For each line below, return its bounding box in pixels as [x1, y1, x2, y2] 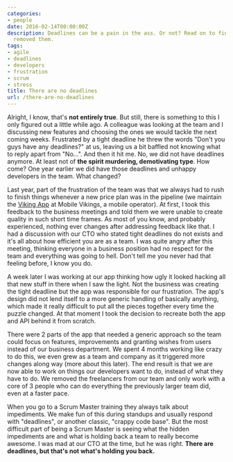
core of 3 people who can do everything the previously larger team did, [7, 382, 211, 390]
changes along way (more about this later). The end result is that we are [7, 360, 213, 368]
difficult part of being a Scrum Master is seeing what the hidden [7, 425, 189, 433]
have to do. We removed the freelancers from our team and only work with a [7, 375, 225, 382]
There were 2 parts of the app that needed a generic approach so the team [7, 330, 222, 339]
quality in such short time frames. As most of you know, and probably [7, 215, 206, 223]
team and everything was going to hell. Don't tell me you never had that [7, 252, 212, 260]
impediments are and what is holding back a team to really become [7, 432, 199, 440]
